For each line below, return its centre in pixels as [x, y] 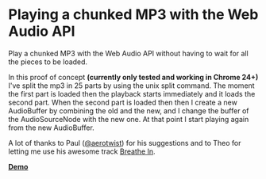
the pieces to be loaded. [48, 62]
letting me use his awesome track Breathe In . [82, 151]
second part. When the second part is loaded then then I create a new [123, 102]
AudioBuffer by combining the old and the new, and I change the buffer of [129, 110]
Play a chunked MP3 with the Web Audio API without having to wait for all [128, 53]
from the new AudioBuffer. [52, 128]
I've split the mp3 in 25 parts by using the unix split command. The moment [132, 86]
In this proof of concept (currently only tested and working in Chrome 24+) [133, 77]
